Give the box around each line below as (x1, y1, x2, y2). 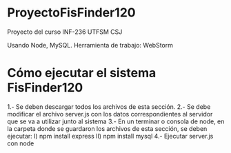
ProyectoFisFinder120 (7, 5, 136, 21)
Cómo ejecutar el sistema (7, 65, 157, 81)
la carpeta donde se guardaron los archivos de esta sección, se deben (7, 124, 208, 132)
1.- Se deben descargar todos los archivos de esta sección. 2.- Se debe (7, 102, 211, 111)
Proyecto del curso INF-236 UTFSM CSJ (7, 28, 123, 36)
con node (7, 139, 34, 147)
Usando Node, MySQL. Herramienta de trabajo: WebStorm (7, 41, 174, 49)
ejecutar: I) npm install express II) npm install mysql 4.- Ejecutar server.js (7, 132, 214, 140)
